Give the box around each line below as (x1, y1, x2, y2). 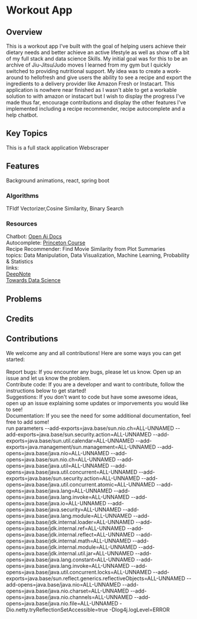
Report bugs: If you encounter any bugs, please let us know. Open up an (6, 368, 181, 375)
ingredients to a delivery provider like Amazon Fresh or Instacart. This (6, 80, 175, 87)
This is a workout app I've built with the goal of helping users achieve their (6, 42, 186, 49)
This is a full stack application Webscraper (6, 144, 109, 151)
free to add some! (6, 418, 49, 425)
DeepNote (6, 270, 31, 277)
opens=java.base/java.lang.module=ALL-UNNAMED (6, 512, 132, 519)
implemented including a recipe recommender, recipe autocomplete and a (6, 105, 185, 112)
